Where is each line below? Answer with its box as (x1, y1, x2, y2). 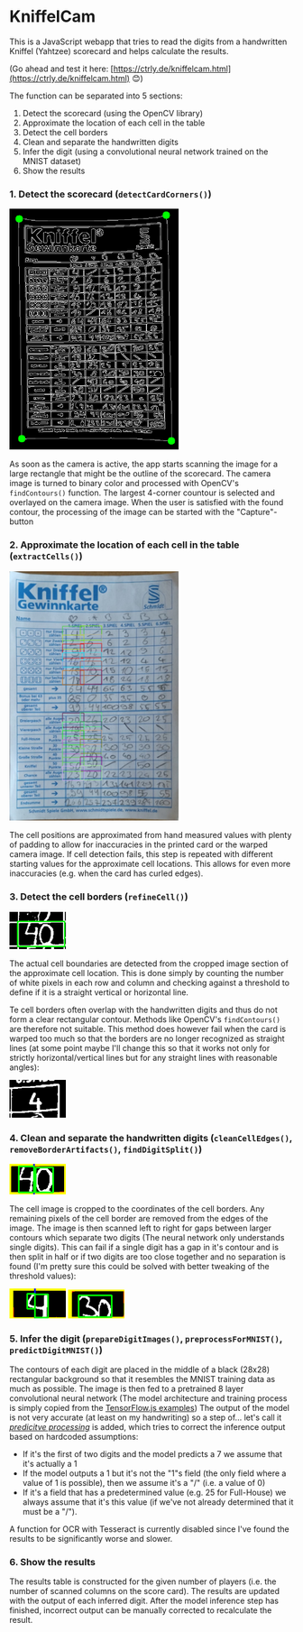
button (9, 516, 34, 527)
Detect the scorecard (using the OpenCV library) (22, 107, 204, 118)
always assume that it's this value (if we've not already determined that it (22, 1496, 294, 1508)
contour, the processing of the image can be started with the (9, 507, 234, 518)
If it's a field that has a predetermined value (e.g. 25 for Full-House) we (22, 1487, 287, 1498)
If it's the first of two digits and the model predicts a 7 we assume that (22, 1448, 282, 1459)
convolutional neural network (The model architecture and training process (9, 1392, 288, 1404)
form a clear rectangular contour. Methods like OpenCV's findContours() (9, 1014, 281, 1025)
